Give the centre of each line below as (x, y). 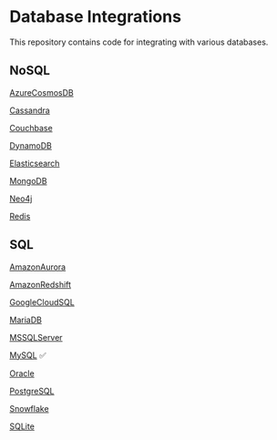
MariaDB (26, 320)
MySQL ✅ (28, 355)
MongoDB (28, 180)
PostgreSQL (32, 391)
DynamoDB (31, 145)
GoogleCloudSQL (42, 302)
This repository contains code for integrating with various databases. (139, 42)
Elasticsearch (35, 163)
